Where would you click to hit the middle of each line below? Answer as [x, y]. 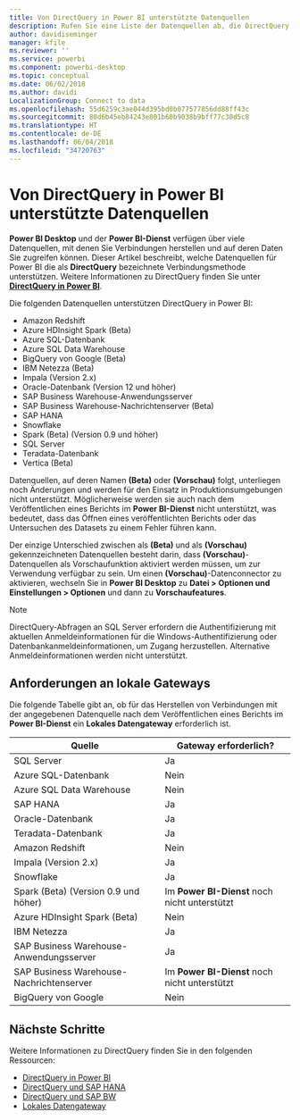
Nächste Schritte [57, 1029]
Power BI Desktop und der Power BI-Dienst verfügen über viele [127, 238]
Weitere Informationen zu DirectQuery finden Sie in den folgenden [131, 1051]
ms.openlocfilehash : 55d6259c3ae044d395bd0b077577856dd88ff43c [129, 109]
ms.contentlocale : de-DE [55, 134]
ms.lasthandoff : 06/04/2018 [62, 142]
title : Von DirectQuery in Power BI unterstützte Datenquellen [129, 17]
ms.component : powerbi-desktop [67, 68]
